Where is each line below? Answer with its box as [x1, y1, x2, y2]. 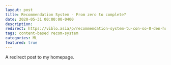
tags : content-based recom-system [5, 31, 79, 36]
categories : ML [5, 36, 38, 41]
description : [5, 21, 33, 27]
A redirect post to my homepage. [5, 54, 75, 60]
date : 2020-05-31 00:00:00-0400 [5, 17, 74, 22]
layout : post [5, 7, 33, 13]
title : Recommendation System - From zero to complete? [5, 12, 126, 17]
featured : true [5, 40, 38, 45]
